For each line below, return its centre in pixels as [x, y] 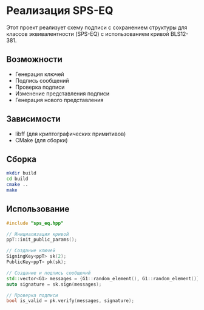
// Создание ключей [31, 251]
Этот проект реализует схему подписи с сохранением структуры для [97, 27]
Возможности [34, 59]
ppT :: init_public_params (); [42, 240]
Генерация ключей [40, 74]
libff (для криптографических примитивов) [70, 134]
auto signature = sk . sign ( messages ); [54, 284]
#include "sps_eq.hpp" [35, 223]
